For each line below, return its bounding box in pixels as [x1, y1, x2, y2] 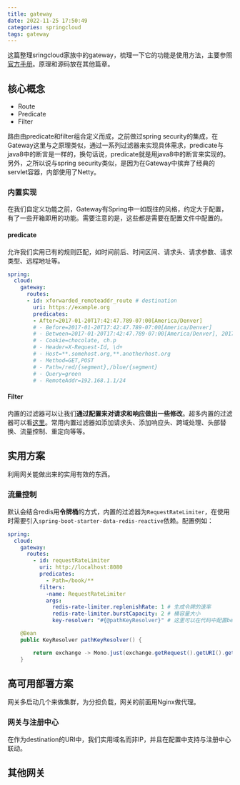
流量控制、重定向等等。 [19, 426, 89, 436]
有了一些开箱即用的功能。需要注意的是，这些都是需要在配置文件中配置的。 [7, 214, 226, 222]
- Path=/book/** [45, 576, 94, 584]
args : [45, 597, 62, 604]
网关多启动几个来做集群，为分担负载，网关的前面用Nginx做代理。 [7, 698, 200, 706]
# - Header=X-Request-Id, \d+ [33, 344, 123, 351]
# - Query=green [33, 370, 81, 377]
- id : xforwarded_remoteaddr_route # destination [26, 297, 177, 304]
